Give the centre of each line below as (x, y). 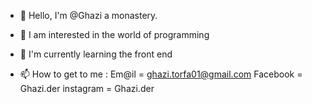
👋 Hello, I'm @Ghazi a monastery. (88, 15)
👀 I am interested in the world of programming (114, 34)
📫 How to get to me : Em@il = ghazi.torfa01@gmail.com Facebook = (161, 74)
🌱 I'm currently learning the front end (96, 54)
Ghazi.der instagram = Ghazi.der (87, 88)
